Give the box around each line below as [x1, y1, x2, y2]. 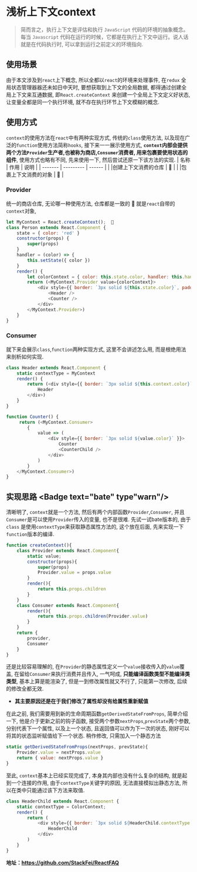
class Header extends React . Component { [6, 364, 107, 371]
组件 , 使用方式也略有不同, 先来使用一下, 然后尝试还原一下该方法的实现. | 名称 [6, 156, 191, 163]
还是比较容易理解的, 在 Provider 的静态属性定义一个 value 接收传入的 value [6, 663, 180, 670]
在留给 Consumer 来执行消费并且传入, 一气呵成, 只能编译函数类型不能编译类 [13, 671, 191, 678]
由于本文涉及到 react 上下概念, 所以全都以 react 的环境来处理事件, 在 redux [6, 76, 180, 83]
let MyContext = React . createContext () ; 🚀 [6, 219, 114, 225]
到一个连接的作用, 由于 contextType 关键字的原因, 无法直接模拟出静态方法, [6, 779, 181, 786]
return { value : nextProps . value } [16, 755, 104, 761]
